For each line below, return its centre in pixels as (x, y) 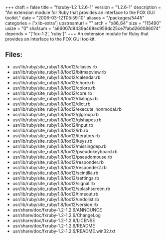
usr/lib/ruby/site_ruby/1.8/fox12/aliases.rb (55, 66)
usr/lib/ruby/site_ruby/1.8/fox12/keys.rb (52, 141)
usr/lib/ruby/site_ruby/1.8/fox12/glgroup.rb (55, 114)
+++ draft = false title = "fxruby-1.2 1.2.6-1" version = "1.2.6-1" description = (83, 7)
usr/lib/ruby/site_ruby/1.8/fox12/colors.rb (54, 88)
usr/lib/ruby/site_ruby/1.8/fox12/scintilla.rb (55, 173)
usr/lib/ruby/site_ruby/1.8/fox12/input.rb (53, 125)
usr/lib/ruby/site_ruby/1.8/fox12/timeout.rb (55, 194)
